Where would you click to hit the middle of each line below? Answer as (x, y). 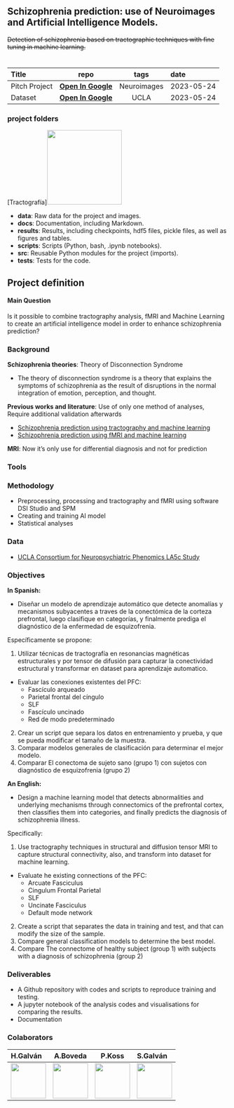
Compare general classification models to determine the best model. (116, 941)
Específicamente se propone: (50, 640)
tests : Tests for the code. (54, 261)
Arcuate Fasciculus (55, 883)
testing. (28, 997)
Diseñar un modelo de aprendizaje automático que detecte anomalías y (120, 604)
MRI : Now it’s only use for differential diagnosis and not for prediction (108, 449)
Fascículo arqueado (56, 689)
